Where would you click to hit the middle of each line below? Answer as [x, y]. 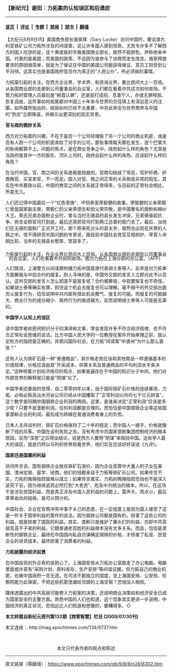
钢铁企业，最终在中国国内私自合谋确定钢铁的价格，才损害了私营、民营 [93, 535]
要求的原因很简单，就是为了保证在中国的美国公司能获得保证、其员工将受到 [84, 65]
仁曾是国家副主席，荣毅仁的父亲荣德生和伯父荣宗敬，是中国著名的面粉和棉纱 [86, 209]
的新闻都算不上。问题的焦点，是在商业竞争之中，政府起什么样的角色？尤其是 [86, 149]
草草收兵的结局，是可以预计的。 [39, 498]
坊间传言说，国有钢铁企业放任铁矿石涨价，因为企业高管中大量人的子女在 [81, 466]
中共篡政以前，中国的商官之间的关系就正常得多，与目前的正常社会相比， [90, 185]
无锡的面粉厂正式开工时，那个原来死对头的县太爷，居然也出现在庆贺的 [88, 228]
